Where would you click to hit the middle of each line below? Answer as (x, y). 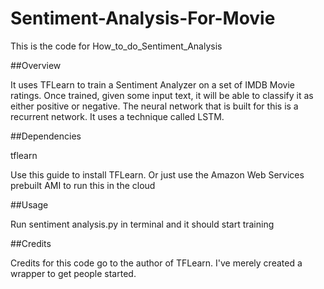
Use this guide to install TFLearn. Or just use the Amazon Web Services (157, 174)
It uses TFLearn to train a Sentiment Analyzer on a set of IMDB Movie (152, 84)
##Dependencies (46, 136)
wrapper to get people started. (73, 273)
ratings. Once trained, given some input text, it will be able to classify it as (162, 95)
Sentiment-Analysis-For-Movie (143, 18)
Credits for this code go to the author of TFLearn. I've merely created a (156, 263)
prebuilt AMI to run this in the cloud (83, 185)
